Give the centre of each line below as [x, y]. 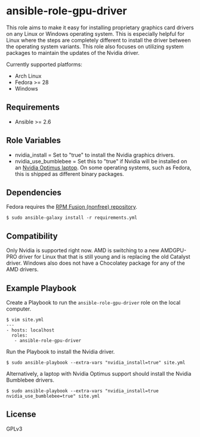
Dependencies [34, 192]
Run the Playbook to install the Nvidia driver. [61, 352]
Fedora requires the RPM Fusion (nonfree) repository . [72, 207]
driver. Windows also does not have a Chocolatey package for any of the [96, 263]
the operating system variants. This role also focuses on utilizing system [95, 47]
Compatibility [32, 236]
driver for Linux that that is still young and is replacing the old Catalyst [104, 257]
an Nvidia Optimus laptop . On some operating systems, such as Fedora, [103, 168]
